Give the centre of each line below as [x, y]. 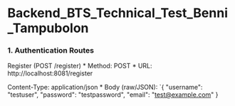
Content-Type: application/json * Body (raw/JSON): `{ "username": [105, 88]
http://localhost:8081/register [50, 73]
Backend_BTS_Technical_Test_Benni [117, 13]
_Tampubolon [48, 28]
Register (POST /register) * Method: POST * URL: [80, 66]
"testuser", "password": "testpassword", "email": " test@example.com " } [113, 95]
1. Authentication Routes [51, 51]
